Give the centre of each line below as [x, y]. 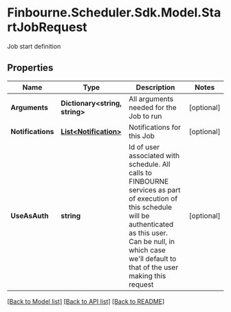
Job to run [145, 116]
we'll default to [153, 258]
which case [147, 250]
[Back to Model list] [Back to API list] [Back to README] [86, 301]
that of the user [154, 267]
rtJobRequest [47, 27]
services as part [155, 190]
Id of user [144, 147]
